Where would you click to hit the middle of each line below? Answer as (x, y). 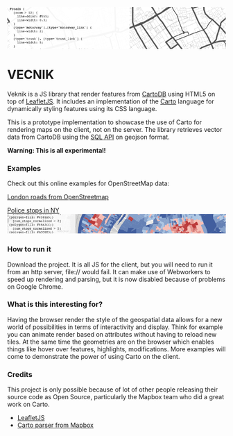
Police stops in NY (33, 210)
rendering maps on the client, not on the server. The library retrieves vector (115, 130)
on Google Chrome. (35, 286)
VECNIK (31, 75)
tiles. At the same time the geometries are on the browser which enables (111, 342)
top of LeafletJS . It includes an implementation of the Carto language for (111, 101)
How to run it (29, 249)
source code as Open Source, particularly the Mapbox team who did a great (116, 397)
